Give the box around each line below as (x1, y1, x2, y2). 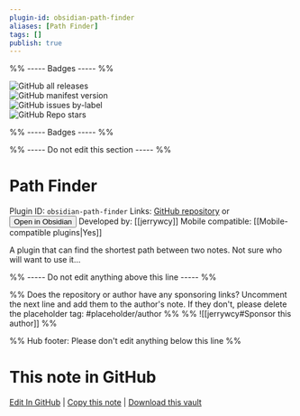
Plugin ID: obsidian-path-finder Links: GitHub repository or (9, 206, 230, 217)
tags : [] (9, 30, 42, 39)
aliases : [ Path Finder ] (9, 22, 99, 31)
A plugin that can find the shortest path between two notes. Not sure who (9, 245, 282, 255)
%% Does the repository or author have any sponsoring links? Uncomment (9, 290, 287, 300)
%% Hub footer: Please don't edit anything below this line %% (9, 336, 241, 347)
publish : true (9, 38, 63, 48)
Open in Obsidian (14, 217, 72, 226)
